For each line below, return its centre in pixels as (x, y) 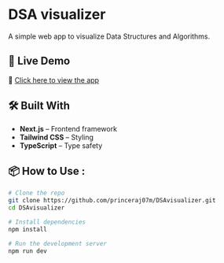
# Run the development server (58, 243)
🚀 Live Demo (39, 61)
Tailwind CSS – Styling (57, 137)
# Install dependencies (47, 222)
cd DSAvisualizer (37, 208)
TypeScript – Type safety (61, 145)
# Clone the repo (37, 193)
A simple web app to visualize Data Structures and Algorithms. (109, 36)
